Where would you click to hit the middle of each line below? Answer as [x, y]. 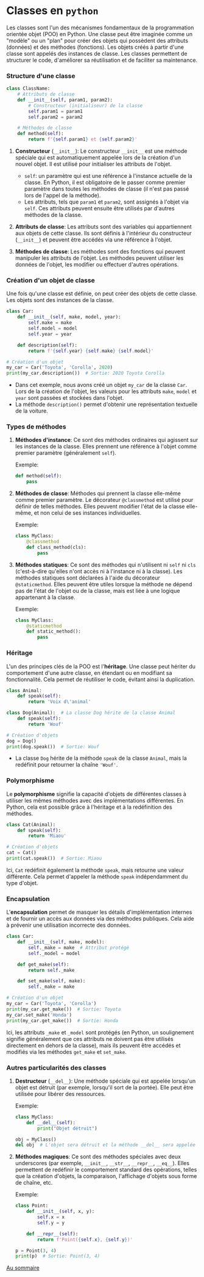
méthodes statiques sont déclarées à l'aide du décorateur [87, 578]
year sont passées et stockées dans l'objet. [69, 398]
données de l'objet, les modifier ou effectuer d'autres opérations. [97, 265]
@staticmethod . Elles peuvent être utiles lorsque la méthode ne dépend [104, 584]
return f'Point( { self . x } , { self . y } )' [85, 1239]
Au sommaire [23, 1268]
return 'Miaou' [47, 836]
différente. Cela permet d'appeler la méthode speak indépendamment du [97, 876]
